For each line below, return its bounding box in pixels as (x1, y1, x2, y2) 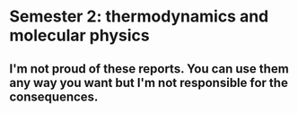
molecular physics (9, 25, 150, 46)
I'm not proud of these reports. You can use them (9, 61, 289, 76)
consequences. (9, 89, 99, 104)
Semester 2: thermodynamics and (9, 6, 269, 27)
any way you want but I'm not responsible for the (9, 74, 289, 91)
